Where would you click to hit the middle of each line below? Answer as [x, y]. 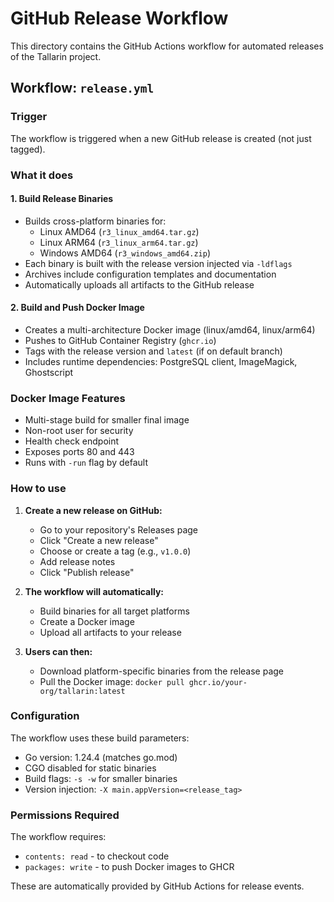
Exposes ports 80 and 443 [79, 452]
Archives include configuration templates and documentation [150, 274]
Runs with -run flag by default [86, 463]
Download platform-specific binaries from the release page [162, 671]
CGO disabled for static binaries [90, 768]
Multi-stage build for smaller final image [107, 420]
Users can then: [58, 651]
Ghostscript [49, 372]
